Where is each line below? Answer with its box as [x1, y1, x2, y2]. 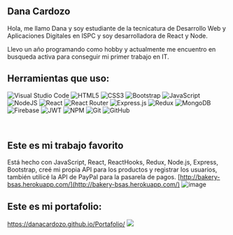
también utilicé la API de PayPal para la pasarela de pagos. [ [7, 173, 181, 181]
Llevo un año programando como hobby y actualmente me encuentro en [7, 45, 216, 53]
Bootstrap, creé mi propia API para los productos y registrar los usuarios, [7, 165, 218, 174]
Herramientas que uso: [7, 73, 110, 84]
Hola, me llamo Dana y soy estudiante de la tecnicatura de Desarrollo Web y [7, 24, 226, 32]
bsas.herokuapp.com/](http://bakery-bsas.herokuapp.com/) [7, 181, 181, 189]
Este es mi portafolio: [7, 200, 102, 212]
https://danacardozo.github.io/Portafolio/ [7, 220, 126, 229]
